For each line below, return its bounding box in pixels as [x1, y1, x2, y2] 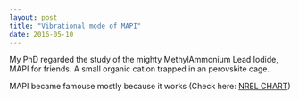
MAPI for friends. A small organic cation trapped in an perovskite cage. [9, 63, 270, 74]
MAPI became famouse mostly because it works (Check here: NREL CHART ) [9, 81, 291, 92]
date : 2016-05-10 [9, 29, 74, 38]
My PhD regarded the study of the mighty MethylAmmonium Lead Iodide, [9, 54, 278, 65]
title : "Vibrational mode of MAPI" [9, 21, 142, 30]
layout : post [9, 12, 58, 22]
